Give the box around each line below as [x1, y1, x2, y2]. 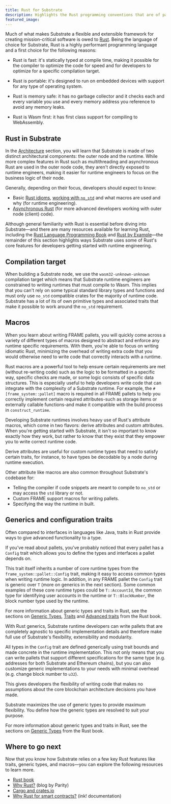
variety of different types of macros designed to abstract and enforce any [5, 337, 160, 343]
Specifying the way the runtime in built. [12, 501, 95, 507]
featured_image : [5, 17, 40, 22]
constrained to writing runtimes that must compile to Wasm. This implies [5, 282, 157, 288]
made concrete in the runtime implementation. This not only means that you [5, 649, 164, 655]
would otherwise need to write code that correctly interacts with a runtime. [5, 353, 162, 360]
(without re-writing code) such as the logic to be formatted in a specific [5, 369, 155, 375]
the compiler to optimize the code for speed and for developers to [12, 62, 151, 69]
